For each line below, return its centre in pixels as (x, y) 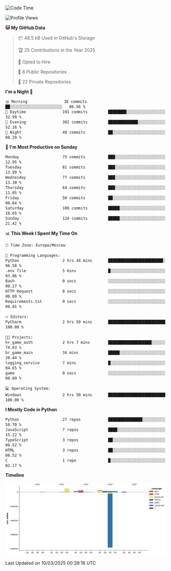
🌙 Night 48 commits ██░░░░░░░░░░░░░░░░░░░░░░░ (86, 133)
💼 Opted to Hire (34, 62)
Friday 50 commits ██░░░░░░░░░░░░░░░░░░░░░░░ (86, 198)
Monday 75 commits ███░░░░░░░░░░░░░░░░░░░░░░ (86, 157)
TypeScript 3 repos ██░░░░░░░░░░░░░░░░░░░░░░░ (86, 440)
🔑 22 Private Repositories (44, 82)
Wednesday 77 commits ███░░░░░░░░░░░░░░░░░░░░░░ (86, 178)
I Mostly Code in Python (31, 410)
